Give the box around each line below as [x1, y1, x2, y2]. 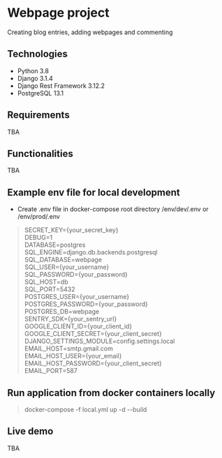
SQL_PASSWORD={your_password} [24, 270, 128, 279]
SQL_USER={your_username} [24, 263, 110, 271]
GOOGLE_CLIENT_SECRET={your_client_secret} [24, 330, 162, 338]
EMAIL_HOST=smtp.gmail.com [24, 344, 113, 353]
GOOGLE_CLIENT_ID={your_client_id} [24, 322, 133, 330]
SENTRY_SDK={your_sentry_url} [24, 315, 117, 323]
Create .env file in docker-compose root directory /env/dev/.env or [17, 205, 209, 213]
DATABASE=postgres [24, 241, 86, 249]
